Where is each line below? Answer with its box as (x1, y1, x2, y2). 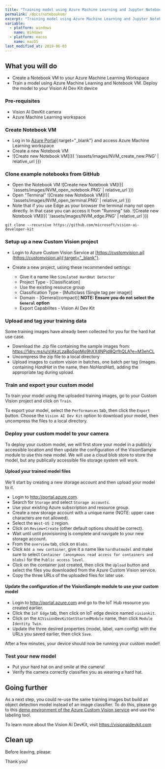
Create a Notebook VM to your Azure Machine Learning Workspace (12, 75, 149, 81)
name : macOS (14, 39, 38, 44)
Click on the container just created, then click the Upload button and (12, 562, 149, 568)
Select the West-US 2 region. (12, 520, 70, 526)
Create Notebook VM (5, 126, 56, 133)
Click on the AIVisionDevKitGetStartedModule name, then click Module (12, 615, 153, 621)
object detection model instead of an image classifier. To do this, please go (5, 702, 157, 708)
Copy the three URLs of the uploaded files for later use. (12, 572, 124, 578)
